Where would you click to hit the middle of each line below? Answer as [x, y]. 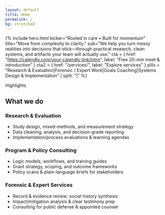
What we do [24, 101]
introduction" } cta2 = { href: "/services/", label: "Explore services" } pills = [82, 65]
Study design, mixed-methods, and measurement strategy [73, 126]
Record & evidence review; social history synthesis [65, 196]
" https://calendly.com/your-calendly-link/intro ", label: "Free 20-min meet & [82, 60]
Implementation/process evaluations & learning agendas [71, 137]
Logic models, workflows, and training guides [60, 161]
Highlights [16, 86]
